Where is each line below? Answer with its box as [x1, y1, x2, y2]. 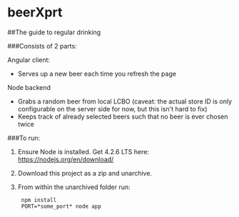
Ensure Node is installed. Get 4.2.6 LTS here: [17, 147, 150, 156]
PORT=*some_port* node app [21, 203, 101, 210]
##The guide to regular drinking [7, 28, 101, 36]
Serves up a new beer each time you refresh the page [17, 69, 177, 78]
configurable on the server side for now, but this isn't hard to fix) [17, 104, 208, 113]
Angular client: [7, 55, 51, 64]
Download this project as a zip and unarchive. [17, 168, 152, 177]
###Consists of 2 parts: [7, 41, 77, 50]
